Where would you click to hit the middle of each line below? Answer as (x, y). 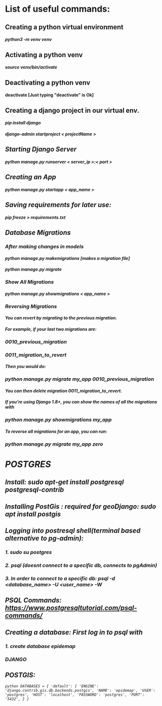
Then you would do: (26, 366)
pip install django (23, 123)
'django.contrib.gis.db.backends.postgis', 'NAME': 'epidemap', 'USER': (80, 691)
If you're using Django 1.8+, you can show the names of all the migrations (81, 402)
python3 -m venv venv (28, 40)
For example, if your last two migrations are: (51, 329)
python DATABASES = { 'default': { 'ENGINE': (52, 686)
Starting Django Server (41, 149)
